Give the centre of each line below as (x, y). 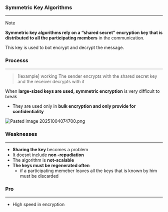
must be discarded (39, 176)
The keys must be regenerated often (51, 165)
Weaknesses (21, 134)
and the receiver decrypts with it (51, 81)
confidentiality (28, 111)
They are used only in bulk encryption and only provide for (74, 106)
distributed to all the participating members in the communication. (75, 38)
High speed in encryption (38, 205)
